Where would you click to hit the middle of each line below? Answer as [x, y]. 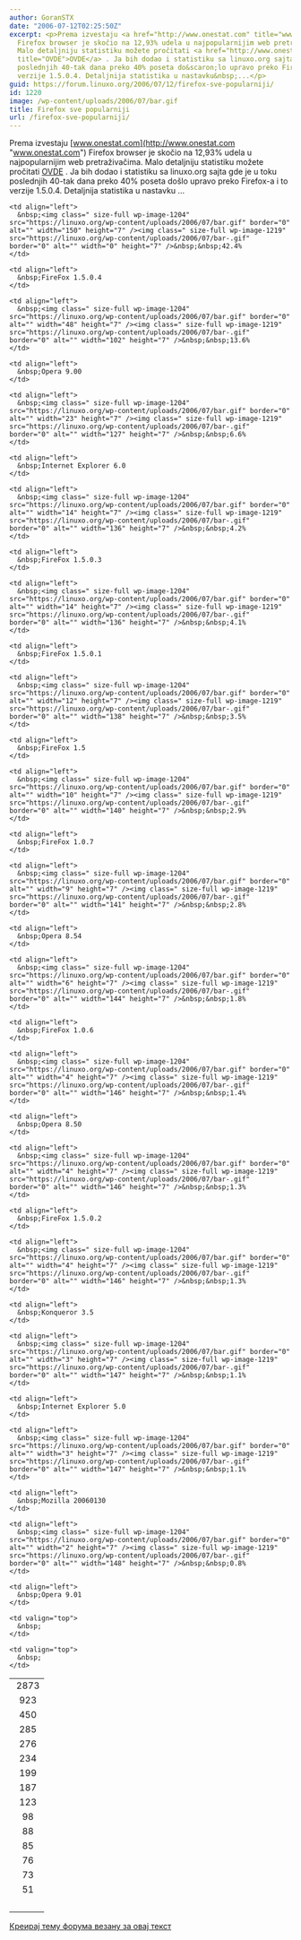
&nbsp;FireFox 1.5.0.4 [60, 278]
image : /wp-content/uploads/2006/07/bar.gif [94, 101]
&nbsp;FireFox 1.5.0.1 [60, 654]
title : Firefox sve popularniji [69, 109]
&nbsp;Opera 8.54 [50, 936]
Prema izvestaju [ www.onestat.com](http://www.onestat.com [122, 143]
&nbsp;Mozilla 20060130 [61, 1501]
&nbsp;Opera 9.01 [50, 1595]
